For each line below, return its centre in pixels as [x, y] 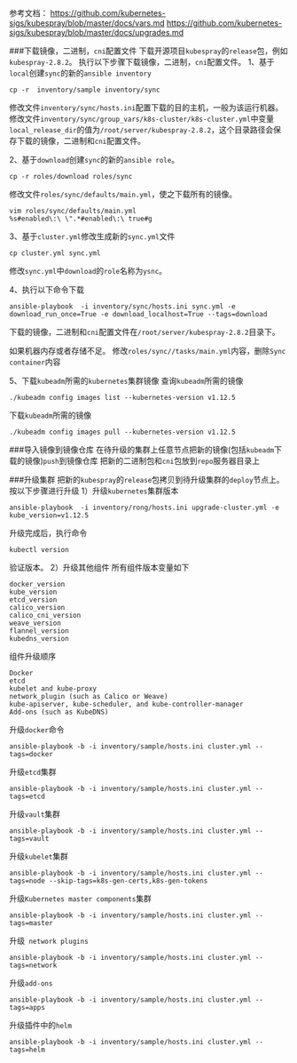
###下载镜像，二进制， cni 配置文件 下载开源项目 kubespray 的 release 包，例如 [148, 51]
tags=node [27, 881]
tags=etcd [27, 796]
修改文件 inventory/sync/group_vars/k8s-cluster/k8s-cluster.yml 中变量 [142, 119]
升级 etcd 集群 [33, 772]
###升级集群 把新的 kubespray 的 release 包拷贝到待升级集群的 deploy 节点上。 [147, 480]
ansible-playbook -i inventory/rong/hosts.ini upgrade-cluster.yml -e [144, 508]
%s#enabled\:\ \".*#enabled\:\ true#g [81, 219]
